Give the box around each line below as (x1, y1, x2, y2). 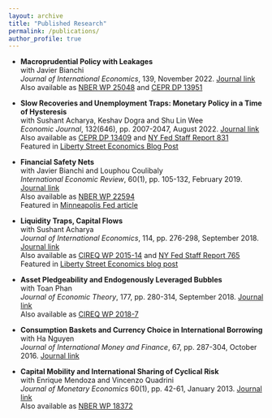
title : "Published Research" (8, 19, 107, 28)
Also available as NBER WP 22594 (19, 192, 136, 201)
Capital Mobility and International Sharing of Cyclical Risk (19, 367, 219, 377)
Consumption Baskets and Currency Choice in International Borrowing (19, 325, 263, 335)
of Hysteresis (19, 107, 67, 117)
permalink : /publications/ (8, 27, 100, 35)
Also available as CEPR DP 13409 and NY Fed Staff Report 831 (19, 133, 229, 143)
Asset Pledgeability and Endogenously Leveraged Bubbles (19, 275, 222, 285)
